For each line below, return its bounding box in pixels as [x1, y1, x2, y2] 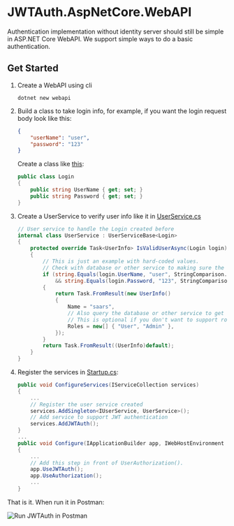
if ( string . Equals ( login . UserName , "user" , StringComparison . [43, 270, 228, 278]
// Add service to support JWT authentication [30, 414, 168, 421]
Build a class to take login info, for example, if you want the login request [17, 106, 227, 115]
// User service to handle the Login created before [17, 225, 175, 233]
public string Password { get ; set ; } [30, 193, 143, 200]
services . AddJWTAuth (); [30, 421, 99, 428]
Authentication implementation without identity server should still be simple [7, 27, 224, 36]
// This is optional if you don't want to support [67, 316, 218, 323]
